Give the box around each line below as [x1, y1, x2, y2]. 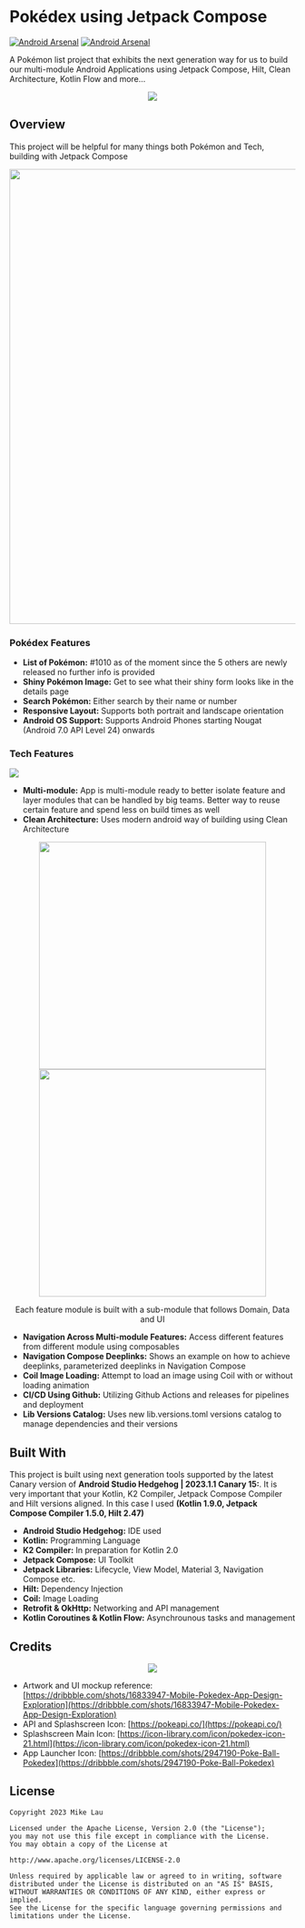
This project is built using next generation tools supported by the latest [9, 1469, 274, 1480]
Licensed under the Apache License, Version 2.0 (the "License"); [9, 1823, 266, 1832]
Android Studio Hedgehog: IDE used [22, 1526, 162, 1537]
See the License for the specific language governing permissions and [9, 1903, 282, 1913]
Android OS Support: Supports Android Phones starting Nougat [22, 715, 262, 726]
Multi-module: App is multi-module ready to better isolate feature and [22, 785, 286, 796]
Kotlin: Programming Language [22, 1535, 141, 1546]
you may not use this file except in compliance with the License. [9, 1832, 271, 1841]
